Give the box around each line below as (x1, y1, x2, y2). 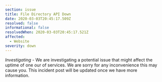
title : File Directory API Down (5, 12, 71, 17)
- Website (9, 39, 29, 44)
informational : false (5, 25, 49, 30)
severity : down (5, 43, 36, 48)
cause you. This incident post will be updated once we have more (5, 67, 138, 73)
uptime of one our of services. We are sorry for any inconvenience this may (5, 62, 158, 68)
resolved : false (5, 20, 38, 26)
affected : (5, 35, 25, 40)
